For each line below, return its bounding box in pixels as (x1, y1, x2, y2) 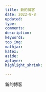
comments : (5, 26, 25, 31)
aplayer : (5, 58, 23, 63)
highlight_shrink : (5, 63, 43, 68)
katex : (5, 49, 19, 54)
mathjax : (5, 44, 23, 49)
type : (5, 21, 16, 26)
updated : (5, 16, 23, 21)
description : (5, 30, 32, 35)
